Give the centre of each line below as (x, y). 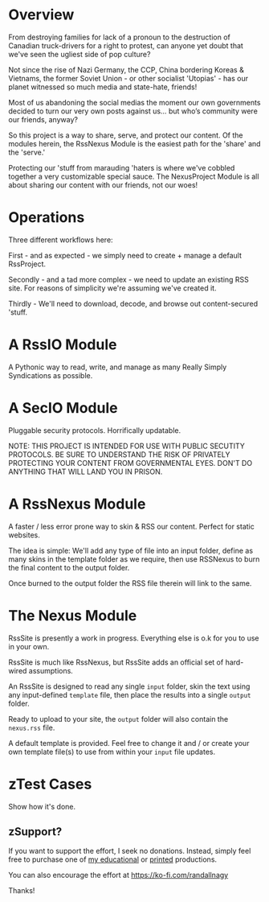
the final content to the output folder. (69, 567)
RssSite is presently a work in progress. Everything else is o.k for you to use (134, 638)
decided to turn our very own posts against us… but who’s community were (133, 111)
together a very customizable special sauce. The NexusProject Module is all (134, 176)
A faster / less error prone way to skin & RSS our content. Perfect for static (131, 526)
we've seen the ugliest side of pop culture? (79, 54)
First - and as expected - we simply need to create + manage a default (125, 255)
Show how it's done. (42, 806)
